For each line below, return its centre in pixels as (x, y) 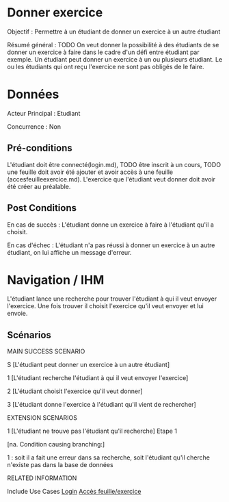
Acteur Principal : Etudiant (44, 113)
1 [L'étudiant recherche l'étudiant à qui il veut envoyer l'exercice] (98, 378)
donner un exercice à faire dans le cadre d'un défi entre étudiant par (103, 52)
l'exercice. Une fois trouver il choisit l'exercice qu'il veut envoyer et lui (105, 306)
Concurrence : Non (34, 126)
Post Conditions (42, 208)
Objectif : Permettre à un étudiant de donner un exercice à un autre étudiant (114, 32)
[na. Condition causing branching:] (56, 444)
